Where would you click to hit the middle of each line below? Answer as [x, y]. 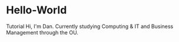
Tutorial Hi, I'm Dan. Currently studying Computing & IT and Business [90, 26]
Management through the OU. [42, 32]
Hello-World [37, 10]
